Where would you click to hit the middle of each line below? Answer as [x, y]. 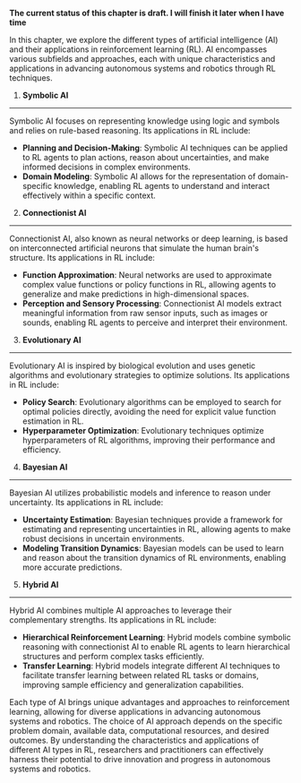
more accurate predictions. [72, 567]
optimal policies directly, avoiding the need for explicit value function [149, 412]
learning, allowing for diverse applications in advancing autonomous [135, 712]
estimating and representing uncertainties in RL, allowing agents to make [156, 529]
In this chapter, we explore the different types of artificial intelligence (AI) [144, 40]
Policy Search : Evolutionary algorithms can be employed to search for [152, 402]
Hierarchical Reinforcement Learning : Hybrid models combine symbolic [156, 637]
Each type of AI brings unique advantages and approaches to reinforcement [150, 702]
